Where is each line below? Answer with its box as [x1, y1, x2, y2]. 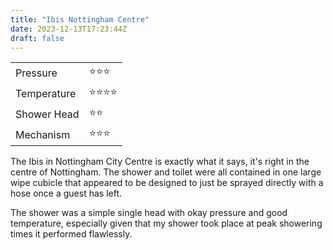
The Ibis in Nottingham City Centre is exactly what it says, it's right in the [10, 156, 310, 168]
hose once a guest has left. [10, 187, 122, 200]
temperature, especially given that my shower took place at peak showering [10, 217, 323, 230]
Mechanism [15, 127, 71, 141]
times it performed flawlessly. [10, 228, 133, 240]
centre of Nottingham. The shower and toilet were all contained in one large [10, 166, 322, 178]
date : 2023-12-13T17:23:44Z [10, 24, 128, 34]
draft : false [10, 33, 65, 43]
